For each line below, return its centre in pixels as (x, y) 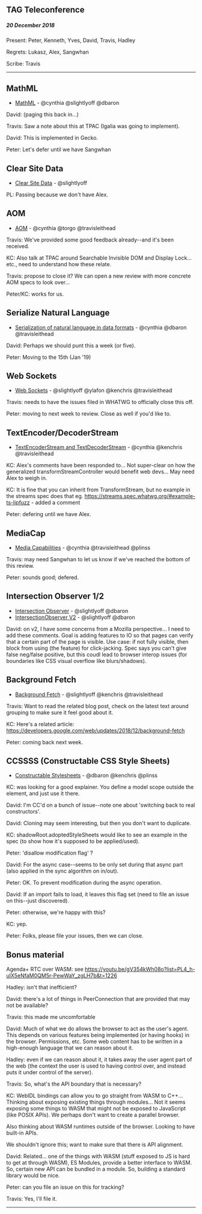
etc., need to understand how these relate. (59, 264)
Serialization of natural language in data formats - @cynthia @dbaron (101, 327)
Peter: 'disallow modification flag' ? (50, 853)
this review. (20, 566)
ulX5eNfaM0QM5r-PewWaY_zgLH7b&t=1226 (62, 976)
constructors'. (23, 812)
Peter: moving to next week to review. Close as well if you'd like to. (89, 414)
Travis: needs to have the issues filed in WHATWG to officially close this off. (100, 402)
